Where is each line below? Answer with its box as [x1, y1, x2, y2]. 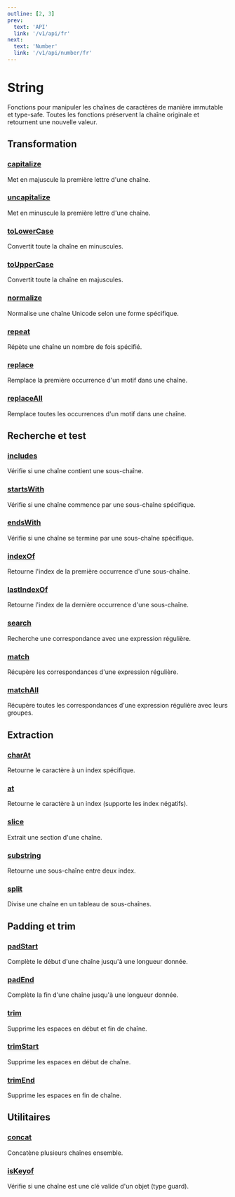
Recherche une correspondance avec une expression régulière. [7, 634, 192, 642]
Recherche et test [7, 430, 86, 442]
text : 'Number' [13, 43, 58, 50]
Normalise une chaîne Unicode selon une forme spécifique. [7, 309, 179, 317]
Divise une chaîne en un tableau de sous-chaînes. [7, 900, 152, 908]
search [7, 619, 32, 628]
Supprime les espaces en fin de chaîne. [7, 1091, 121, 1099]
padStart [7, 941, 39, 951]
